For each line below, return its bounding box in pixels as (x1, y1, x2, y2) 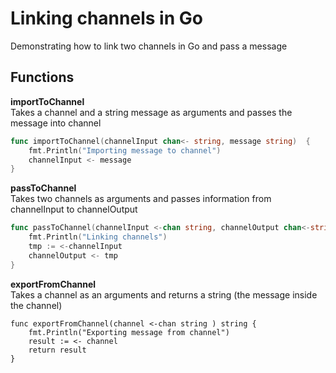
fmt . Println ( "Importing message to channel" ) (28, 145, 222, 156)
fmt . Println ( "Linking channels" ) (28, 232, 168, 242)
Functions (10, 69, 75, 86)
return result (28, 345, 87, 355)
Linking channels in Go (10, 7, 203, 30)
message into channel (10, 117, 102, 129)
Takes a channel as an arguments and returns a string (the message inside (10, 288, 318, 301)
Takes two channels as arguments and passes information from (10, 193, 272, 205)
